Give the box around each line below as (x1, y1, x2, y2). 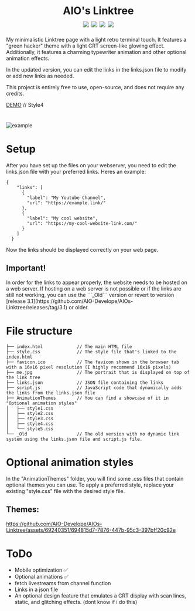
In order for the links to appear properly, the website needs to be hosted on (6, 279, 187, 286)
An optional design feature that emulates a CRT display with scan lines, (14, 592, 186, 599)
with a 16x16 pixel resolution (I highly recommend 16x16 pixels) (6, 364, 172, 370)
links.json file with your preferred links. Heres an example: (6, 168, 146, 175)
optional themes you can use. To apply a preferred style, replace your (6, 481, 175, 488)
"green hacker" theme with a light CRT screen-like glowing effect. (6, 42, 165, 49)
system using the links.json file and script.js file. (6, 436, 143, 442)
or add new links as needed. (6, 72, 74, 79)
